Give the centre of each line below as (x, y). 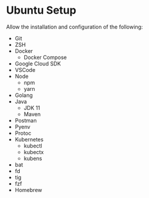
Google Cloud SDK (38, 64)
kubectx (34, 152)
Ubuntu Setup (41, 10)
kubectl (33, 146)
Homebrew (28, 190)
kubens (33, 158)
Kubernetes (29, 139)
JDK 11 (32, 108)
